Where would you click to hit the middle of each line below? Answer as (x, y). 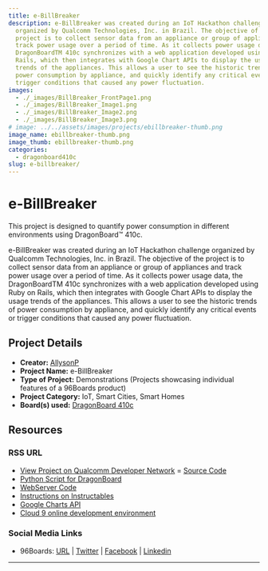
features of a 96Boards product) (73, 388)
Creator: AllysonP (49, 362)
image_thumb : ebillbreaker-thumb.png (71, 142)
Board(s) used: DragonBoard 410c (77, 405)
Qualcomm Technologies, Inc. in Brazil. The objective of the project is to (126, 259)
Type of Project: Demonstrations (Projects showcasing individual (127, 379)
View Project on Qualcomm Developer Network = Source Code (123, 470)
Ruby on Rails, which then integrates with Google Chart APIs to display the (130, 293)
